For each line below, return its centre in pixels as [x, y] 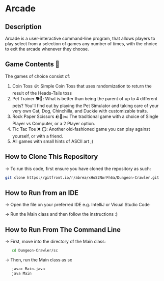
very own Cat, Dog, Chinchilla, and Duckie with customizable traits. [80, 111]
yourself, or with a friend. [38, 136]
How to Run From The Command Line [63, 230]
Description [23, 27]
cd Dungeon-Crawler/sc [35, 251]
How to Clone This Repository [52, 157]
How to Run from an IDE [42, 193]
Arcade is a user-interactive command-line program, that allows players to [80, 38]
